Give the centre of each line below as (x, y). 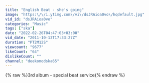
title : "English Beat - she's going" (45, 10)
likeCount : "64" (22, 51)
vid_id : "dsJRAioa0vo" (29, 19)
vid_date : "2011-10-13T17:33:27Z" (41, 38)
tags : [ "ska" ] (20, 28)
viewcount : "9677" (24, 47)
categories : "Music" (27, 24)
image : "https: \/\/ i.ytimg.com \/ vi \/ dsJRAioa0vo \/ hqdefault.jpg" (75, 14)
